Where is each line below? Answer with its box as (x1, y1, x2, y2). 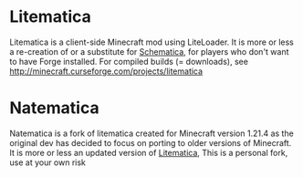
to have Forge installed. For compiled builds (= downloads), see (9, 56, 249, 67)
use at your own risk (9, 157, 87, 168)
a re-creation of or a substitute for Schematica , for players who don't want (9, 46, 289, 57)
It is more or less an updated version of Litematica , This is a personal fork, (9, 147, 288, 158)
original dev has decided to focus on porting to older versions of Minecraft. (9, 137, 292, 148)
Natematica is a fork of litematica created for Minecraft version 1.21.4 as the (9, 128, 294, 139)
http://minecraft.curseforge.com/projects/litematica (9, 66, 204, 77)
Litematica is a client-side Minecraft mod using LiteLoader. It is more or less (9, 36, 294, 47)
